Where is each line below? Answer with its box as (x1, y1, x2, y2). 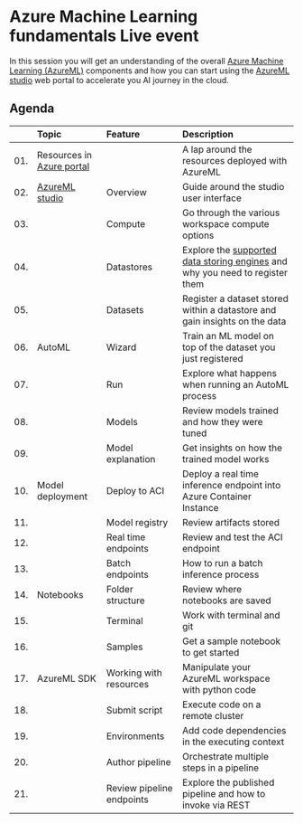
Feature (106, 128, 141, 140)
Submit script (106, 704, 163, 716)
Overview (106, 185, 147, 198)
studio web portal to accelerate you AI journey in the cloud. (9, 74, 230, 85)
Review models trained (181, 404, 280, 417)
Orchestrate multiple (181, 750, 269, 762)
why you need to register (181, 266, 289, 279)
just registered (181, 352, 243, 364)
